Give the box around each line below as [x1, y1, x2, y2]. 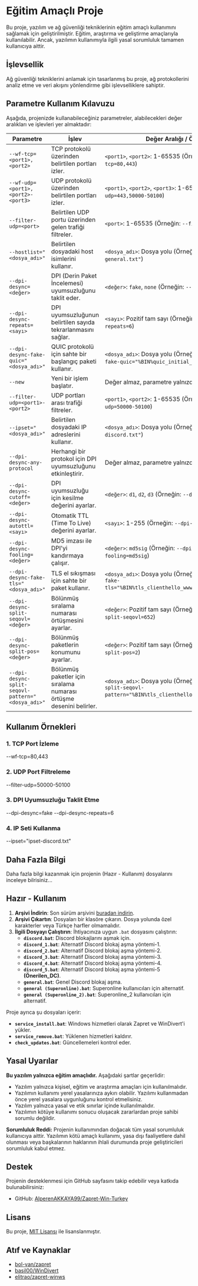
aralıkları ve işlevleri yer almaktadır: [6, 120, 92, 128]
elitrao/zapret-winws [14, 1274, 65, 1281]
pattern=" [9, 693, 37, 700]
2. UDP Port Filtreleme [6, 768, 71, 776]
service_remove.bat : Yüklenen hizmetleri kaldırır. [14, 1032, 133, 1040]
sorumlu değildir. [14, 1114, 56, 1121]
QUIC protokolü [51, 342, 94, 351]
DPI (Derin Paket [51, 272, 97, 280]
